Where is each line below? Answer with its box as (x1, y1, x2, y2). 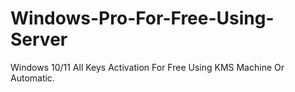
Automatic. (10, 72, 55, 84)
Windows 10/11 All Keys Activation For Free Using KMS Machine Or (10, 61, 285, 73)
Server (10, 28, 68, 51)
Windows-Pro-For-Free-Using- (10, 7, 275, 30)
